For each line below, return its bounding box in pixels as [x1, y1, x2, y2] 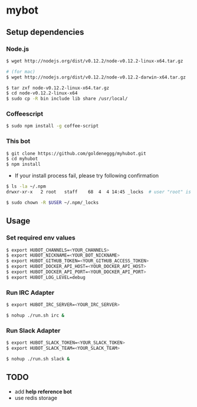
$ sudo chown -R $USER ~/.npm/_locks [6, 199, 99, 205]
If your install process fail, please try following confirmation [14, 172, 159, 179]
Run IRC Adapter [6, 288, 55, 297]
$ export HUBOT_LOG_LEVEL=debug [6, 274, 86, 280]
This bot [6, 137, 31, 145]
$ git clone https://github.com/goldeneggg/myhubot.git [6, 150, 146, 156]
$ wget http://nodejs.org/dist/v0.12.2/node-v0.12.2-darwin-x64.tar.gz [6, 74, 186, 80]
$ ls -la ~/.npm [6, 183, 46, 189]
